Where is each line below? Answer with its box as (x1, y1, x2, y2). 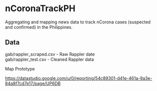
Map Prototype (5, 66, 35, 72)
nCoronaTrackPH (5, 3, 76, 14)
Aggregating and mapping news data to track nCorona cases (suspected (5, 19, 151, 25)
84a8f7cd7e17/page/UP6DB (5, 80, 61, 86)
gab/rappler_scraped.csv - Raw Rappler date (5, 51, 95, 57)
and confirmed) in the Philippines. (5, 24, 73, 30)
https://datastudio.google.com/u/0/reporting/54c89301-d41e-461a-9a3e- (5, 75, 153, 81)
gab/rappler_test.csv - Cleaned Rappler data (5, 56, 94, 62)
